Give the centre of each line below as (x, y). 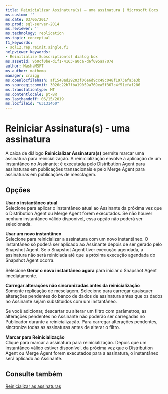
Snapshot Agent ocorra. (30, 260)
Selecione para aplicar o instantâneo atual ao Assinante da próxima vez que (84, 208)
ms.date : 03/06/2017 (27, 19)
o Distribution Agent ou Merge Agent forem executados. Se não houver (79, 213)
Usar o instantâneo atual (31, 203)
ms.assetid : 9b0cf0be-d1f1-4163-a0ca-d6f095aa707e (59, 61)
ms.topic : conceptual (28, 38)
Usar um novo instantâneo (33, 234)
